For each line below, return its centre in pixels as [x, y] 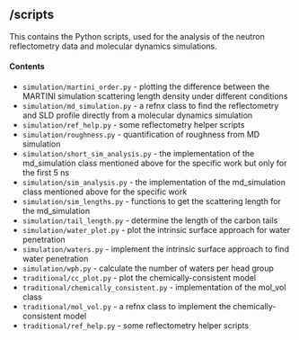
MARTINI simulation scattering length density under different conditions [155, 96]
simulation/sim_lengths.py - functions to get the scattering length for [151, 201]
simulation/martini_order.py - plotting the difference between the [146, 87]
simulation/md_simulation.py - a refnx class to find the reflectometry [150, 106]
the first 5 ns [46, 173]
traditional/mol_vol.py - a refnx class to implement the [127, 307]
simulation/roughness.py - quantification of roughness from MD [141, 135]
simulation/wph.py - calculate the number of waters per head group [148, 268]
